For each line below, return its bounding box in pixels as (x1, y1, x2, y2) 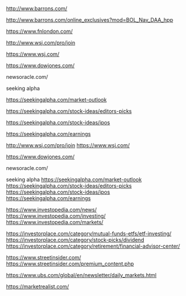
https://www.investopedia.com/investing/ (6, 212, 106, 219)
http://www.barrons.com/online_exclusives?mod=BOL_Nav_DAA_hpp (6, 16, 173, 23)
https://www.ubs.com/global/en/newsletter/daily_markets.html (6, 272, 157, 278)
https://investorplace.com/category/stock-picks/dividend (6, 237, 144, 243)
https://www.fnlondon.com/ (6, 28, 73, 35)
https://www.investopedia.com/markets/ (6, 219, 104, 225)
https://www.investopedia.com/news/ (6, 206, 97, 213)
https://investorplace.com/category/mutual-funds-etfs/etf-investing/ (6, 230, 172, 237)
